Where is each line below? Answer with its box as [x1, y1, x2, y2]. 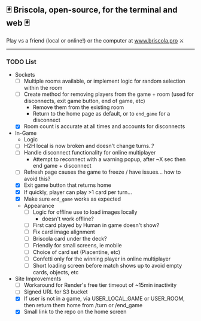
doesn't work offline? [41, 215, 94, 222]
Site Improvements [14, 275, 62, 283]
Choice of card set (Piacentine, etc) [32, 248, 121, 256]
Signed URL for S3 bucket [23, 288, 88, 295]
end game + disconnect [32, 162, 92, 169]
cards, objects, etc [32, 269, 79, 276]
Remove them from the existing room [32, 104, 124, 111]
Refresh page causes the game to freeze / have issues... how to [23, 168, 181, 175]
